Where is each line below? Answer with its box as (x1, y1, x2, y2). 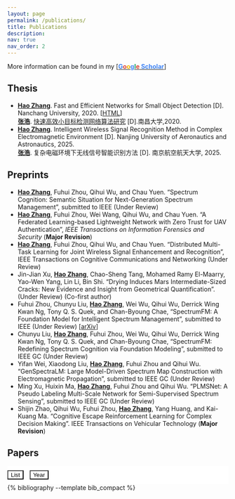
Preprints (7, 169, 49, 181)
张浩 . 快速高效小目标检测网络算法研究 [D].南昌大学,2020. (17, 117, 182, 125)
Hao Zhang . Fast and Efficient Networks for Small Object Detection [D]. (17, 101, 224, 110)
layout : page (7, 10, 46, 18)
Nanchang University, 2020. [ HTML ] (17, 108, 123, 117)
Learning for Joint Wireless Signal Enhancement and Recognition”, (32, 247, 224, 256)
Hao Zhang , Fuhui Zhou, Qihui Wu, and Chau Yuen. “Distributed (17, 240, 202, 248)
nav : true (7, 37, 36, 44)
